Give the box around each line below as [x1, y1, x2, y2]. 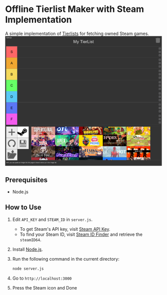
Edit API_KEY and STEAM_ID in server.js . [12, 216, 93, 222]
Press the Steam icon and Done [12, 285, 77, 291]
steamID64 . [19, 236, 42, 242]
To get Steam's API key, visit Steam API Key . [19, 226, 110, 232]
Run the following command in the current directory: [12, 256, 120, 262]
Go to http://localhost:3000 [12, 275, 72, 281]
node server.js [12, 266, 44, 271]
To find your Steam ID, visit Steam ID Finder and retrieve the [19, 231, 143, 237]
